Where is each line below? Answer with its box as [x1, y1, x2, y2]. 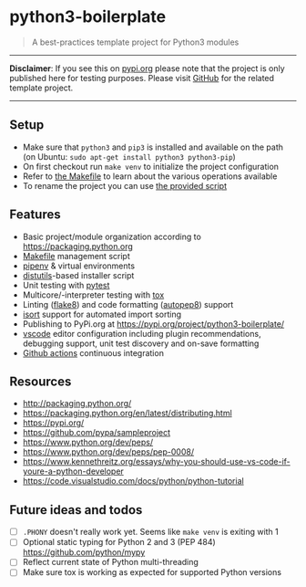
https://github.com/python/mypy [22, 547, 146, 558]
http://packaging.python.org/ [22, 398, 132, 409]
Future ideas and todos [9, 502, 143, 518]
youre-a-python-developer [22, 466, 125, 477]
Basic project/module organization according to [22, 231, 202, 242]
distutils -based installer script [22, 269, 135, 280]
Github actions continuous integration [22, 347, 164, 358]
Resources [9, 373, 72, 389]
